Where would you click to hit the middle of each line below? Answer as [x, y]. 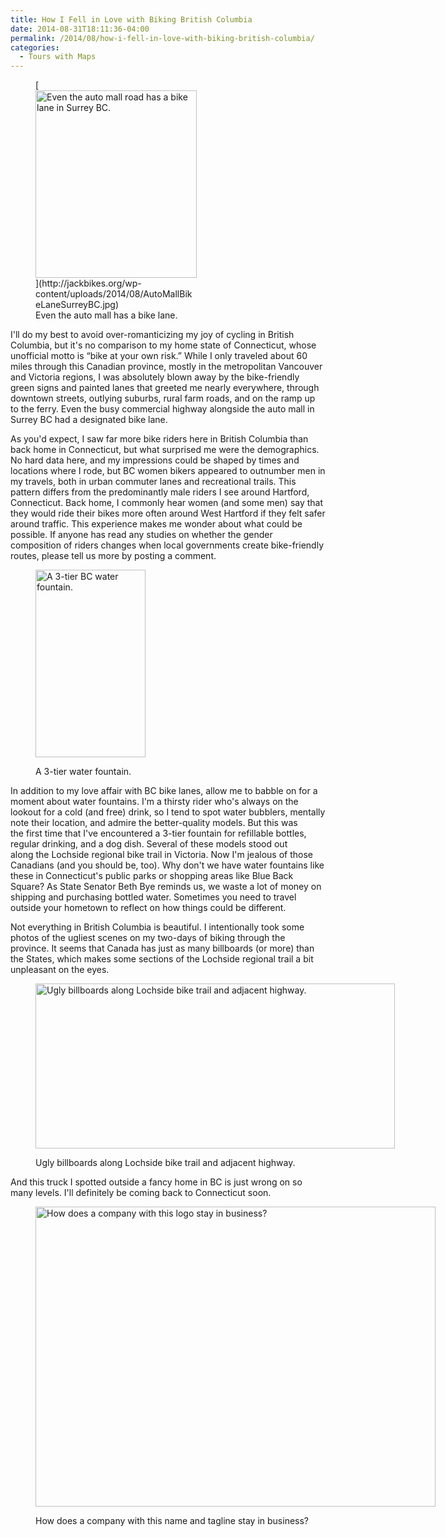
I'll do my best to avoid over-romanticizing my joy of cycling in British [152, 335]
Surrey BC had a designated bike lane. [89, 420]
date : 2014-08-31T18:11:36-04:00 [80, 29]
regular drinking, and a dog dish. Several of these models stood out [149, 844]
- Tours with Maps [58, 57]
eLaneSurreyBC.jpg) [77, 305]
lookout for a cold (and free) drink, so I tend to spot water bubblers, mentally [168, 812]
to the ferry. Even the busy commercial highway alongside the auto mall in [162, 409]
